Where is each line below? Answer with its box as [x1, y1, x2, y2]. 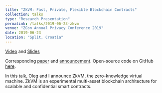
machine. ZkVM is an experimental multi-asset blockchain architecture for [5, 78, 157, 84]
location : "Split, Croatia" [5, 35, 64, 40]
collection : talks [5, 12, 43, 17]
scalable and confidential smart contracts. [5, 83, 92, 89]
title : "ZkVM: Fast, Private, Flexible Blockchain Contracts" [5, 7, 137, 12]
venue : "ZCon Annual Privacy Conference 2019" [5, 26, 104, 31]
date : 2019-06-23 [5, 30, 41, 35]
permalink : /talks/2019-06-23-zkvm [5, 21, 79, 26]
